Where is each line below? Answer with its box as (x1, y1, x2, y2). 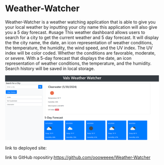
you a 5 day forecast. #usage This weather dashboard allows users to (5, 29, 145, 35)
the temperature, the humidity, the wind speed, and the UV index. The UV (5, 45, 153, 51)
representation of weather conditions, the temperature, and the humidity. (5, 60, 152, 66)
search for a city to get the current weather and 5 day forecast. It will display (5, 35, 159, 40)
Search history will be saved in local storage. (5, 65, 95, 71)
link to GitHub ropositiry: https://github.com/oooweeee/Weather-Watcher (5, 154, 151, 160)
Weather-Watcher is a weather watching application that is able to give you (5, 19, 156, 25)
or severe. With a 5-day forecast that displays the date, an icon (5, 55, 132, 61)
